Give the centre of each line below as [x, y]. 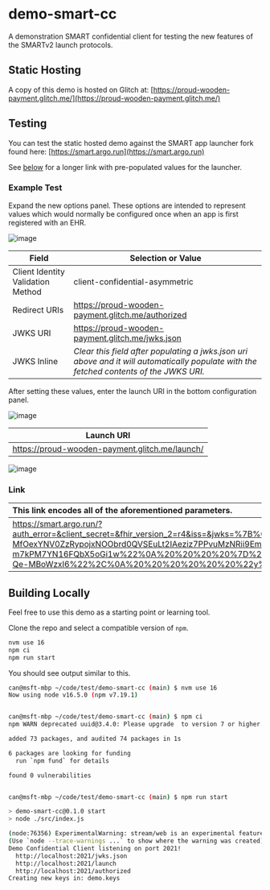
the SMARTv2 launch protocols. [61, 44]
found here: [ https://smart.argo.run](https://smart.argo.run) [106, 151]
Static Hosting [45, 70]
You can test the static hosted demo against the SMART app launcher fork [131, 143]
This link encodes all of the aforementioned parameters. [123, 511]
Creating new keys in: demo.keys [64, 879]
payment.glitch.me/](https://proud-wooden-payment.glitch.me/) [115, 98]
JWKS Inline [35, 361]
